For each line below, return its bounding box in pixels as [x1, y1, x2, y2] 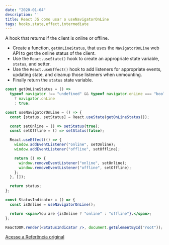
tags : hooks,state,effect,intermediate [5, 21, 89, 27]
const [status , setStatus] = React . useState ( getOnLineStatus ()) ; [10, 114, 150, 120]
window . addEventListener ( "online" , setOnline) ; [14, 142, 116, 147]
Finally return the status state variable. [12, 77, 93, 83]
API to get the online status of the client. [12, 50, 96, 56]
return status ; [10, 184, 42, 189]
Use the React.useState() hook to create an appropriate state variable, [12, 56, 159, 62]
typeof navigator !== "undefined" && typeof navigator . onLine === [10, 92, 152, 97]
